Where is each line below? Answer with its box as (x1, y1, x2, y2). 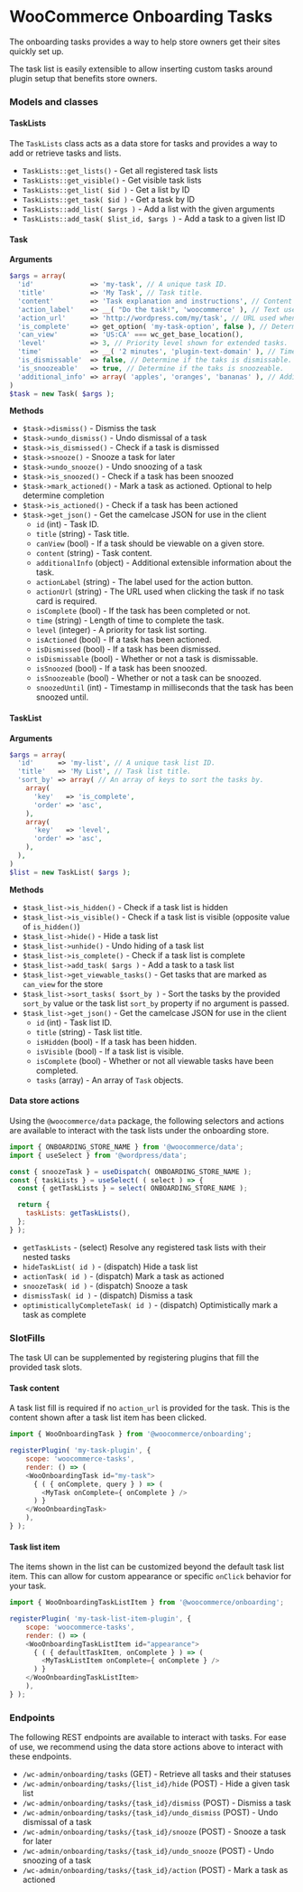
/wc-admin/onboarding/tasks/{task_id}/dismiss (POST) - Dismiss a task (22, 1797, 291, 1809)
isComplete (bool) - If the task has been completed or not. (35, 606, 251, 617)
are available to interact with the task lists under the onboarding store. (9, 1125, 270, 1135)
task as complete (22, 1309, 87, 1320)
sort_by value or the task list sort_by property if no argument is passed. (22, 997, 289, 1009)
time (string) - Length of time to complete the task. (35, 615, 225, 626)
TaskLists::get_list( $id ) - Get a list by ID (22, 184, 190, 195)
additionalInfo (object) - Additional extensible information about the (35, 558, 292, 569)
